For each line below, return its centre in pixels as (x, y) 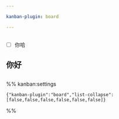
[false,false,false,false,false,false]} (56, 100)
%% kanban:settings (31, 84)
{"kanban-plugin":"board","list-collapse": (60, 94)
